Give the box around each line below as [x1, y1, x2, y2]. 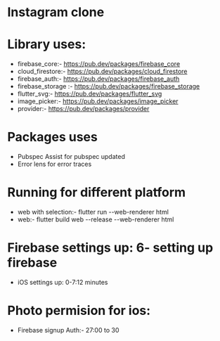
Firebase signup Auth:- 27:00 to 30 [17, 326, 119, 334]
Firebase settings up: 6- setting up [7, 240, 214, 256]
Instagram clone [7, 4, 105, 20]
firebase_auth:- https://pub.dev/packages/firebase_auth [17, 75, 180, 83]
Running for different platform [7, 184, 186, 200]
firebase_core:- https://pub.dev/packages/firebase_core [17, 60, 181, 68]
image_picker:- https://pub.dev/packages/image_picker [17, 97, 179, 105]
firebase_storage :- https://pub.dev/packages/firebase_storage [17, 82, 200, 91]
